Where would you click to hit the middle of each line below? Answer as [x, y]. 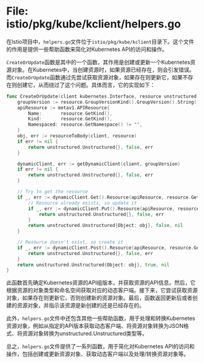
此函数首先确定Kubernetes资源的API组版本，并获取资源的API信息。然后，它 [101, 283]
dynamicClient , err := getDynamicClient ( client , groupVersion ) [99, 164]
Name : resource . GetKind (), [70, 114]
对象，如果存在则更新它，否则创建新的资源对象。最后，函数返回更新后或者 [99, 298]
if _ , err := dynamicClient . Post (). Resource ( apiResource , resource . [106, 248]
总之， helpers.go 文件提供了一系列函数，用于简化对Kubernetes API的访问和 [100, 347]
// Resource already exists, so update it [83, 203]
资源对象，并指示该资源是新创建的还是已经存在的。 [80, 305]
